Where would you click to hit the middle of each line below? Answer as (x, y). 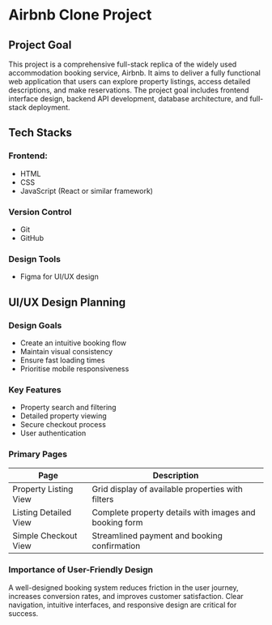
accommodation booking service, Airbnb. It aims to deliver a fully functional (134, 73)
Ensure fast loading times (62, 360)
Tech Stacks (40, 133)
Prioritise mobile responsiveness (74, 368)
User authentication (53, 433)
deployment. (49, 107)
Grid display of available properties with (167, 489)
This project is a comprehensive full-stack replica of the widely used (123, 64)
